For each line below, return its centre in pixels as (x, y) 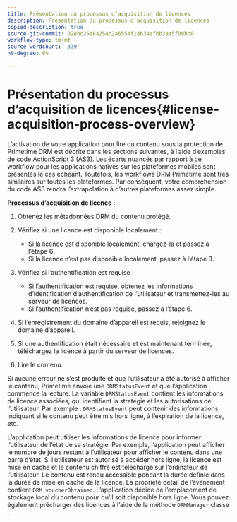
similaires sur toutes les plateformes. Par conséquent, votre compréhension (117, 182)
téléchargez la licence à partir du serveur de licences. (96, 351)
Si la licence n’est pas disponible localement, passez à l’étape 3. (121, 259)
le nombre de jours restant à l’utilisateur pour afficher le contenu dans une (115, 452)
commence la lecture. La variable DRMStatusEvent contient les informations (115, 393)
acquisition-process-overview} (102, 125)
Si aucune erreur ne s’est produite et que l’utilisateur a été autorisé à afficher (119, 378)
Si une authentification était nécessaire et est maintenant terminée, (115, 343)
